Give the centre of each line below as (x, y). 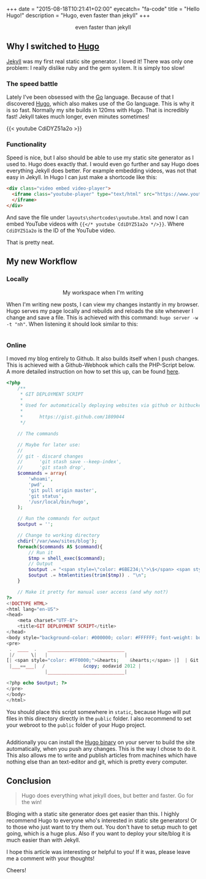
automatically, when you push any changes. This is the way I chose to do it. (102, 748)
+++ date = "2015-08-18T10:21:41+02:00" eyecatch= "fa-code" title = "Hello (103, 9)
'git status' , (46, 496)
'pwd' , (37, 485)
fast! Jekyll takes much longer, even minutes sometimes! (78, 117)
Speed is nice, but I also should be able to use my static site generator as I (100, 158)
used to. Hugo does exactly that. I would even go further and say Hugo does (103, 164)
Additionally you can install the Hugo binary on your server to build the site (101, 742)
